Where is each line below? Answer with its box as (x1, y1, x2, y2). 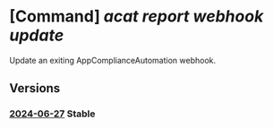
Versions (9, 81, 61, 96)
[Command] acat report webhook (9, 6, 264, 27)
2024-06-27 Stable (9, 107, 96, 120)
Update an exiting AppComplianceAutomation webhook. (9, 55, 217, 65)
